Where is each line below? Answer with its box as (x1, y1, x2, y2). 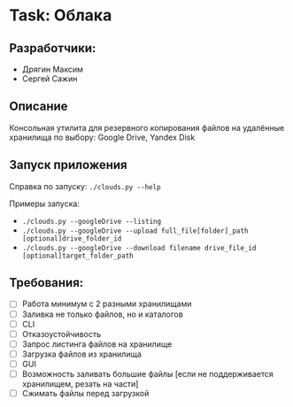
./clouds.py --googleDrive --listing (21, 217, 162, 226)
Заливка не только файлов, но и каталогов (21, 309, 183, 319)
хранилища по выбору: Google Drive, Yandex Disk (9, 132, 196, 142)
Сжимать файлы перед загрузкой (21, 388, 150, 398)
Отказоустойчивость (21, 328, 102, 339)
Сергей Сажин (21, 73, 78, 84)
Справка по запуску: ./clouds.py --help (9, 180, 161, 191)
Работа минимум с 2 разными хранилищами (21, 298, 192, 310)
